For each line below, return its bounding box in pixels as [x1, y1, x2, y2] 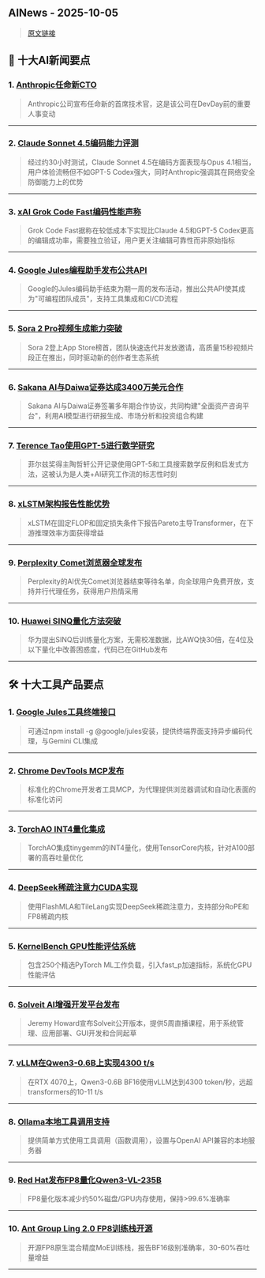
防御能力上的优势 [27, 177, 84, 187]
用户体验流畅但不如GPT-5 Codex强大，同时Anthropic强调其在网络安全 [27, 167, 256, 176]
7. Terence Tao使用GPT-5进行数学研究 [8, 440, 155, 451]
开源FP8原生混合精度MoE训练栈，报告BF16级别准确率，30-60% [27, 1242, 237, 1252]
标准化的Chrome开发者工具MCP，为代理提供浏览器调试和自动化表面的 [27, 785, 256, 794]
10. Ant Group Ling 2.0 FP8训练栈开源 [8, 1223, 153, 1235]
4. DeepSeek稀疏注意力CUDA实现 [8, 882, 138, 893]
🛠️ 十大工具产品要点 [8, 678, 104, 691]
